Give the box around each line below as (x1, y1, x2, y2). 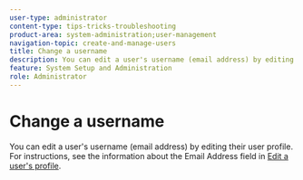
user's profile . (9, 160, 62, 171)
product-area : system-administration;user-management (9, 30, 218, 39)
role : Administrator (9, 72, 88, 81)
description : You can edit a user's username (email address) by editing (9, 55, 295, 64)
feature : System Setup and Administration (9, 64, 172, 73)
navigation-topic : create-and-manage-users (9, 38, 177, 48)
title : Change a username (9, 47, 107, 56)
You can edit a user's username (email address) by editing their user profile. (9, 141, 293, 152)
